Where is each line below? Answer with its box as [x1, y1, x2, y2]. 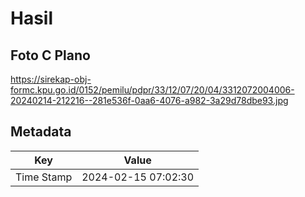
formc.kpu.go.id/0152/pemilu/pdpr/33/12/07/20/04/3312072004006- [10, 84, 295, 96]
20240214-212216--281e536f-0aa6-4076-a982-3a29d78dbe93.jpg [10, 95, 289, 106]
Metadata [10, 123, 72, 141]
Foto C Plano [10, 47, 91, 64]
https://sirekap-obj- [10, 73, 92, 85]
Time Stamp [15, 170, 73, 184]
